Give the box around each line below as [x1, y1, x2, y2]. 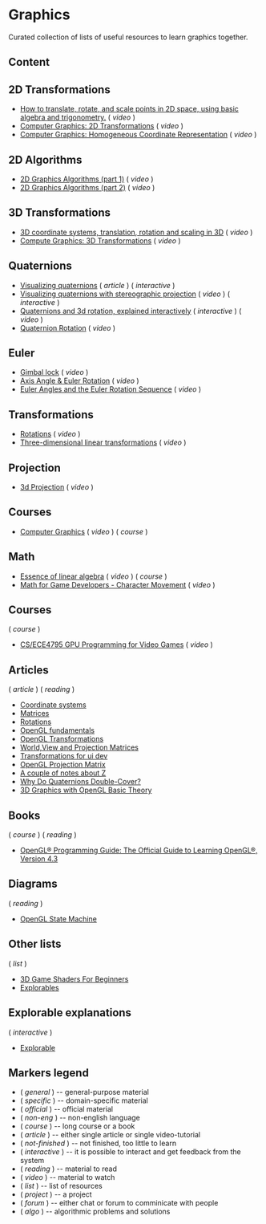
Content [8, 55, 50, 69]
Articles [8, 663, 50, 677]
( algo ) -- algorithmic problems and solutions [19, 1206, 171, 1217]
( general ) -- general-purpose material [19, 1088, 150, 1097]
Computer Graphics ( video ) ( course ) [19, 527, 148, 536]
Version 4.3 [19, 854, 58, 864]
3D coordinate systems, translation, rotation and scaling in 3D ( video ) [19, 227, 253, 237]
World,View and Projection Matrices [19, 742, 139, 752]
